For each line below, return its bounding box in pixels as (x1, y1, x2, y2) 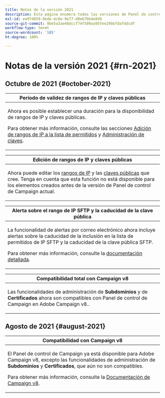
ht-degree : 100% (5, 35, 38, 40)
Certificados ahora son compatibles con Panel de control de (7, 294, 148, 301)
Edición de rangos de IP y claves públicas (32, 156, 133, 163)
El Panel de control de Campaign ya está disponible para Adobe (7, 350, 155, 357)
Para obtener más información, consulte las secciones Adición (7, 125, 151, 132)
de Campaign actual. (7, 188, 55, 195)
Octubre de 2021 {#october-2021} (5, 80, 111, 88)
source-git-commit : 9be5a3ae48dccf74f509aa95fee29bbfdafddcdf (5, 21, 135, 26)
